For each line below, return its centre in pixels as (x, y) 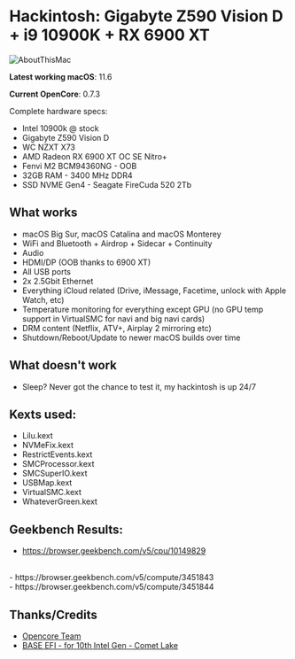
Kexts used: (43, 414)
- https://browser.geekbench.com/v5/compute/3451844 (112, 587)
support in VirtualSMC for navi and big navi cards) (113, 318)
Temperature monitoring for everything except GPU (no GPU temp (143, 309)
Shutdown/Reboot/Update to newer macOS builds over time (131, 337)
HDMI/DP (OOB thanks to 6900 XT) (86, 262)
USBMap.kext (47, 483)
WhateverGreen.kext (59, 501)
